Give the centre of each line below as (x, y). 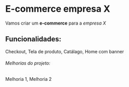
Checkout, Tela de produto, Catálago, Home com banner (64, 51)
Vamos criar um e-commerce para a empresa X (56, 23)
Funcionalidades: (33, 39)
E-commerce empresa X (58, 9)
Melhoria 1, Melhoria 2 (29, 79)
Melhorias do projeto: (28, 63)
